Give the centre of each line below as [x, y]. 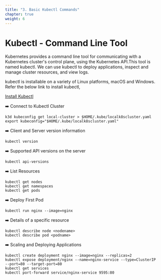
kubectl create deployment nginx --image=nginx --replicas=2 [69, 255]
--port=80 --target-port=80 [34, 264]
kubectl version [21, 142]
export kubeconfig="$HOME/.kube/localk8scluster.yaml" [62, 121]
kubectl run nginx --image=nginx [39, 211]
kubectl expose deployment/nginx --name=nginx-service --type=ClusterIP [80, 260]
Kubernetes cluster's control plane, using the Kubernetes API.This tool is [78, 62]
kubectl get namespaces [29, 186]
